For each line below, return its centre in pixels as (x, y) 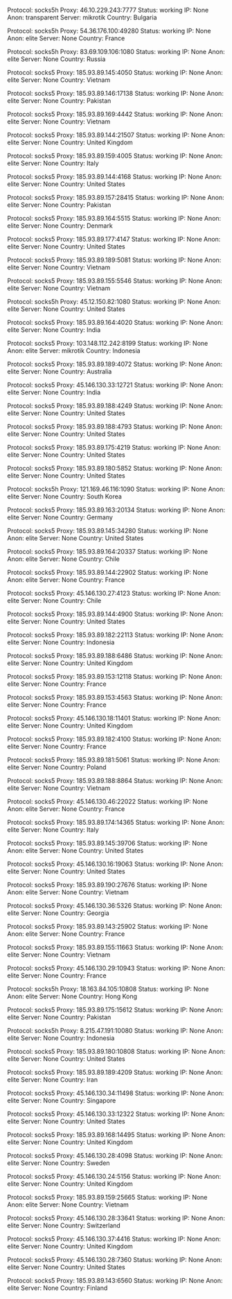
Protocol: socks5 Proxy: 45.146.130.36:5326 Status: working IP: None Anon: (115, 906)
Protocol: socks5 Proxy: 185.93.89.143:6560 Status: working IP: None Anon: (115, 1281)
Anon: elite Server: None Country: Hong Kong (72, 996)
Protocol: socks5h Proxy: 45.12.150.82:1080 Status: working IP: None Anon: (114, 302)
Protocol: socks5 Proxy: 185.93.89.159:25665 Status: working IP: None (107, 1197)
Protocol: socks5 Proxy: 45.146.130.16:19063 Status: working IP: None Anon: (115, 864)
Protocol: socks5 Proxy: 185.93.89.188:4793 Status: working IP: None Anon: (115, 427)
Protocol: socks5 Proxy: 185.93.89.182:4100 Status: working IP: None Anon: (114, 739)
